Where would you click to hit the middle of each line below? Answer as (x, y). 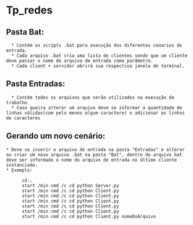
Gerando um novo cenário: (56, 136)
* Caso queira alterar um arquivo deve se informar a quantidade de (97, 108)
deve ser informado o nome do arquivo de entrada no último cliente (92, 160)
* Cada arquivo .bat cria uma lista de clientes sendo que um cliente (99, 56)
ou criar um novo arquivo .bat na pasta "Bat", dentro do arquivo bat (94, 155)
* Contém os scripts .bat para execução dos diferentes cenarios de (97, 45)
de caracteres (23, 118)
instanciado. (22, 165)
